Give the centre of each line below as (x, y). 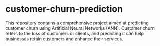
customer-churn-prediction (64, 9)
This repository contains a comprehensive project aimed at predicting (77, 23)
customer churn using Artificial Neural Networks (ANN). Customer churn (80, 28)
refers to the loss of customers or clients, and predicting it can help (75, 33)
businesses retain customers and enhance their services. (64, 39)
